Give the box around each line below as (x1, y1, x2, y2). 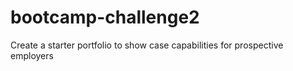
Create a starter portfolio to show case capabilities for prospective (10, 39, 284, 51)
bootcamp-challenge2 (10, 6, 200, 29)
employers (10, 49, 54, 61)
